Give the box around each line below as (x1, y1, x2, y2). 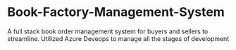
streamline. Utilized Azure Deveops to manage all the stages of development (7, 34, 230, 42)
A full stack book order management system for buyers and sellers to (7, 27, 209, 35)
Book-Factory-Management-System (7, 4, 225, 20)
